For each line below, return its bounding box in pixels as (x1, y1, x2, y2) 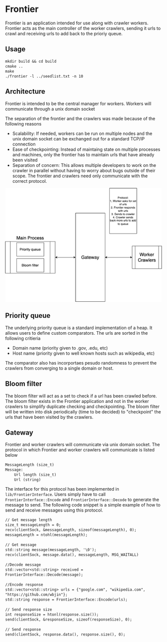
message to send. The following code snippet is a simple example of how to (5, 502, 161, 508)
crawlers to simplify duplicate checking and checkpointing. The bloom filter (5, 403, 160, 409)
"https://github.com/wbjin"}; (5, 592, 68, 597)
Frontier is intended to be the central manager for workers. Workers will (5, 101, 152, 107)
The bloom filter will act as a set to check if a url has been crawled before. (5, 392, 157, 399)
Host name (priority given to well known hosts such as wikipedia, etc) (12, 350, 155, 356)
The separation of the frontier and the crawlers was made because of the (5, 116, 156, 122)
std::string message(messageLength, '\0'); (5, 547, 97, 552)
